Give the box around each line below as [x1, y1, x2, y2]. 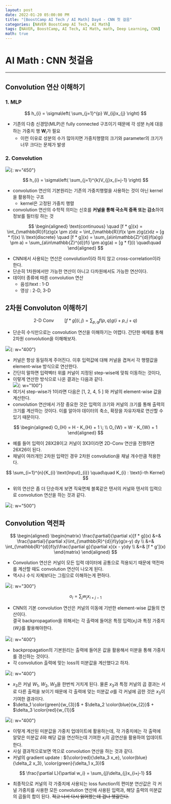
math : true [5, 31, 28, 36]
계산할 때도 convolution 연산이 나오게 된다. [18, 566, 104, 572]
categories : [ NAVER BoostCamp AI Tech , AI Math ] [5, 21, 110, 27]
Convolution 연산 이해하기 [5, 83, 85, 92]
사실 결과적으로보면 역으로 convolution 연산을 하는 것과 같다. [12, 748, 134, 754]
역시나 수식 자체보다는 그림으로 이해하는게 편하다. [12, 572, 111, 578]
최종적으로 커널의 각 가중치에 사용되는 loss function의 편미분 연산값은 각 [12, 781, 157, 787]
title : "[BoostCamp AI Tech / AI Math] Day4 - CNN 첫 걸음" [5, 17, 132, 22]
